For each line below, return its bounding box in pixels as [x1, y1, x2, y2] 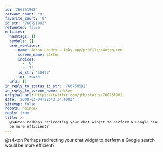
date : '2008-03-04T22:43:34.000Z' [5, 97, 75, 102]
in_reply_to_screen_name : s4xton [5, 88, 73, 93]
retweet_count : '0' [5, 12, 45, 16]
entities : [5, 30, 25, 34]
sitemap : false [5, 102, 36, 106]
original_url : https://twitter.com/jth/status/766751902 [5, 92, 123, 97]
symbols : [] [9, 39, 34, 44]
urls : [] [9, 79, 27, 84]
